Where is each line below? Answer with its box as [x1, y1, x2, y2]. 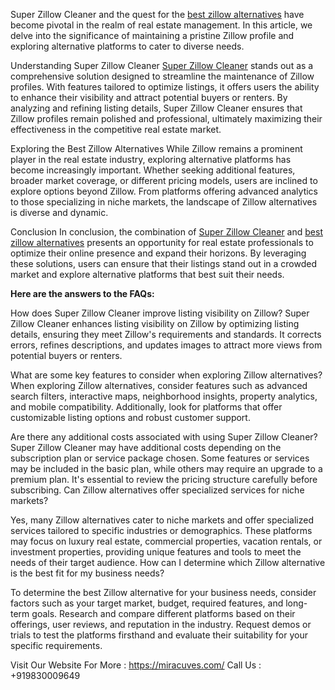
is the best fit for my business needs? [10, 567, 165, 579]
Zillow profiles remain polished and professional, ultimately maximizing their [10, 113, 323, 124]
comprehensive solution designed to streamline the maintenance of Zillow [10, 70, 315, 82]
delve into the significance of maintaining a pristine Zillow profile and [10, 30, 295, 41]
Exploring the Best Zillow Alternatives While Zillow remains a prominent [10, 143, 303, 154]
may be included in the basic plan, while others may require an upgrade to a [10, 463, 323, 474]
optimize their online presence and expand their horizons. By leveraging [10, 247, 307, 259]
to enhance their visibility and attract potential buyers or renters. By [10, 92, 288, 103]
